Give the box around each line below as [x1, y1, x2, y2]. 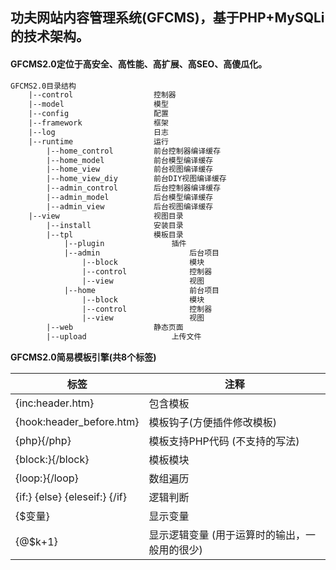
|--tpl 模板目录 [46, 229, 184, 240]
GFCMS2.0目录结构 [10, 81, 77, 91]
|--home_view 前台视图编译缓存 [46, 164, 214, 175]
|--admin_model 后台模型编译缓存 [46, 193, 214, 203]
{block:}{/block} [15, 453, 90, 467]
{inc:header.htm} [15, 396, 95, 410]
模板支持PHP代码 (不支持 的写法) [148, 434, 300, 448]
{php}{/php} [15, 434, 72, 448]
